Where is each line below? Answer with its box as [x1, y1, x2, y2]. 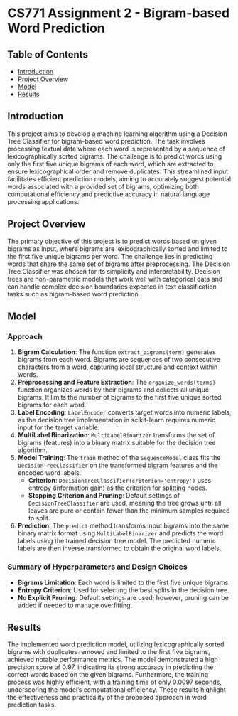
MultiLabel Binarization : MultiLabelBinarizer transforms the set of [17, 431, 215, 439]
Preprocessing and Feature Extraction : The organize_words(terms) [17, 378, 216, 387]
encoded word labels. [17, 469, 82, 477]
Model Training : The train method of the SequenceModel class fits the [17, 454, 221, 462]
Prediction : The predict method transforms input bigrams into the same [17, 521, 229, 530]
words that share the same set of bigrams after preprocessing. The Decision [7, 260, 231, 268]
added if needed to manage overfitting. [17, 601, 133, 609]
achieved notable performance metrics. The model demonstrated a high [7, 656, 218, 664]
